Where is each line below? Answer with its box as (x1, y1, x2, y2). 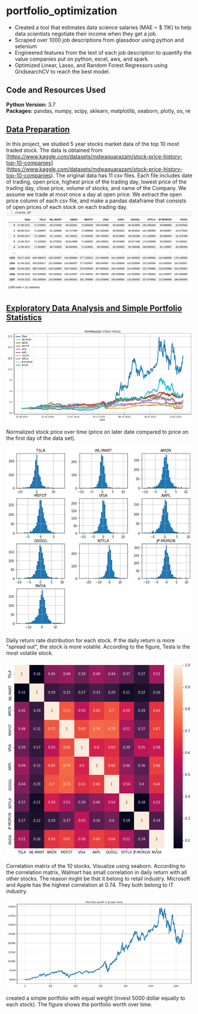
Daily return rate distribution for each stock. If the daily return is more (6, 636, 176, 644)
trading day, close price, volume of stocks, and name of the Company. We (6, 184, 187, 191)
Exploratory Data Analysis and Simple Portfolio (6, 303, 182, 313)
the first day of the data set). (6, 435, 76, 442)
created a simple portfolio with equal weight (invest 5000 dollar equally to (6, 994, 186, 1002)
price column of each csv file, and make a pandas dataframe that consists (6, 197, 187, 204)
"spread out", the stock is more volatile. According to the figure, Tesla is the (6, 643, 190, 650)
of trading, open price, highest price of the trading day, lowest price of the (6, 178, 187, 185)
